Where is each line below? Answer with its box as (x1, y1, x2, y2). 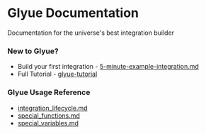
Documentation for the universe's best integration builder (7, 28, 175, 37)
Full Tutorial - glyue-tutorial (17, 69, 98, 79)
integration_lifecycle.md (17, 104, 88, 112)
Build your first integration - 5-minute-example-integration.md (17, 62, 200, 71)
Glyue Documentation (7, 5, 139, 21)
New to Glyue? (7, 46, 59, 56)
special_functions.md (17, 111, 80, 120)
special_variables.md (17, 118, 79, 127)
